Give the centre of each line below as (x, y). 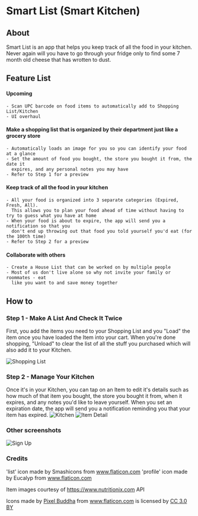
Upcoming (19, 93)
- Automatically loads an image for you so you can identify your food (96, 148)
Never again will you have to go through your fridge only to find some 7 (93, 53)
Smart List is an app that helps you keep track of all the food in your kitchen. (99, 47)
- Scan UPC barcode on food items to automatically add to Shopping (92, 106)
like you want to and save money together (65, 283)
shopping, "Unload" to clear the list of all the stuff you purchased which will (98, 343)
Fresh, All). (22, 205)
